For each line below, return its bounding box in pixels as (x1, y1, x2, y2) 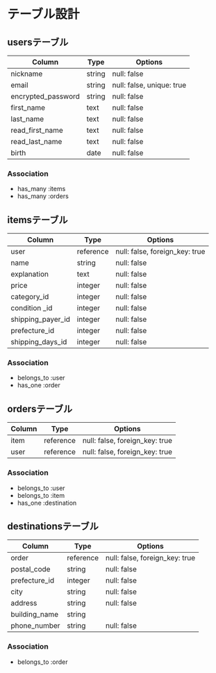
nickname (10, 69, 43, 79)
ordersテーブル (7, 403, 73, 414)
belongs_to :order (17, 658, 68, 666)
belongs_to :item (17, 491, 65, 499)
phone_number (10, 621, 60, 631)
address (10, 599, 38, 608)
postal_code (10, 565, 51, 574)
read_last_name (10, 137, 63, 146)
